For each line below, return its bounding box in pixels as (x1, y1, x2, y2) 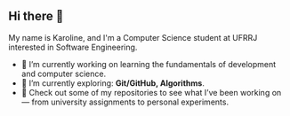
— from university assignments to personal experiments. (20, 97, 229, 107)
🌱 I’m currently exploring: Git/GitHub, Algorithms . (20, 77, 205, 89)
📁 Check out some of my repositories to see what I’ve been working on (20, 87, 282, 97)
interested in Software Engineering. (8, 42, 138, 52)
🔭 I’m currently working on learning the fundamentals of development (20, 58, 277, 69)
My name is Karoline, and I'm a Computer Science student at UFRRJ (8, 32, 258, 43)
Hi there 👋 (8, 9, 64, 24)
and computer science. (20, 68, 107, 79)
